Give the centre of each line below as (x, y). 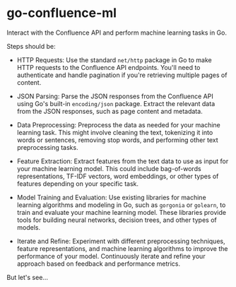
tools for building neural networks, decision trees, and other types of (117, 220)
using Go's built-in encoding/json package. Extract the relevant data (116, 103)
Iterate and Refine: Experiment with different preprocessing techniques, (121, 241)
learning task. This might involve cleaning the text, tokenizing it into (115, 132)
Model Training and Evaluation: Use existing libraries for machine (111, 197)
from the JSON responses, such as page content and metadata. (110, 111)
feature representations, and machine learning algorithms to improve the (122, 248)
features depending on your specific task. (78, 183)
